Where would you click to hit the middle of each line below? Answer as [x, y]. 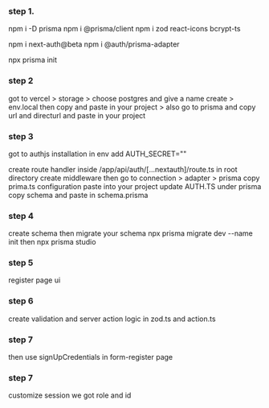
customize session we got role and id [70, 395]
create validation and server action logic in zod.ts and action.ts [112, 319]
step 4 [21, 216]
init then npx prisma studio [52, 242]
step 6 [21, 301]
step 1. [21, 11]
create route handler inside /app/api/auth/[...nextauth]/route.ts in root [123, 169]
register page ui [35, 280]
